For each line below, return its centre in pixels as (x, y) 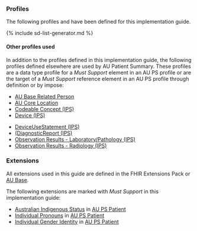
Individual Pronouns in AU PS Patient (59, 215)
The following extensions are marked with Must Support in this (82, 191)
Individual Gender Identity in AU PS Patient (67, 222)
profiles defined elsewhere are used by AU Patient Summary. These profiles (98, 66)
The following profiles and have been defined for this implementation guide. (98, 22)
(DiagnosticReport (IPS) (43, 133)
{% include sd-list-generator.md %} (50, 33)
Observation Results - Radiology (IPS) (61, 145)
